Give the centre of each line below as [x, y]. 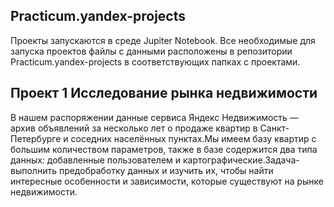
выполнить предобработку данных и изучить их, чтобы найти [142, 170]
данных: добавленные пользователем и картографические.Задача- [155, 160]
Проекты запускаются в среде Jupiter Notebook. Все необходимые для [163, 40]
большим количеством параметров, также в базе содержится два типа [164, 149]
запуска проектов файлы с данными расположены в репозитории [151, 51]
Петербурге [36, 138]
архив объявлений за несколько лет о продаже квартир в [134, 128]
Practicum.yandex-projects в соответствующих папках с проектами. [155, 61]
